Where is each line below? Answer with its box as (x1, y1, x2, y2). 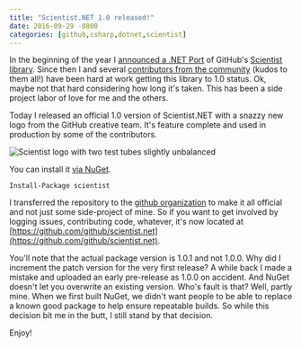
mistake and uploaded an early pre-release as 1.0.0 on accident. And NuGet (9, 271, 290, 283)
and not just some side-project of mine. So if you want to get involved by (9, 207, 279, 218)
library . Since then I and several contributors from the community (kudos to (9, 64, 288, 75)
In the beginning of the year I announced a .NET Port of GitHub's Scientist (9, 55, 283, 66)
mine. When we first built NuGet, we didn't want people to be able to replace (9, 291, 293, 302)
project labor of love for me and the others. (9, 93, 169, 103)
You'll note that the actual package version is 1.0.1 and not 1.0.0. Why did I (9, 253, 281, 263)
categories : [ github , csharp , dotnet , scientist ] (9, 30, 187, 39)
